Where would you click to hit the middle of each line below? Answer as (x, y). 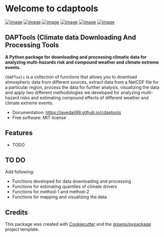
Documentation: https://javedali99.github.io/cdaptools (67, 112)
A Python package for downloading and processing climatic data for (76, 57)
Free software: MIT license (39, 118)
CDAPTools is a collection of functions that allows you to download (71, 77)
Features (19, 133)
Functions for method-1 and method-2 (51, 192)
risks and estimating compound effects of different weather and (85, 97)
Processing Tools (32, 45)
